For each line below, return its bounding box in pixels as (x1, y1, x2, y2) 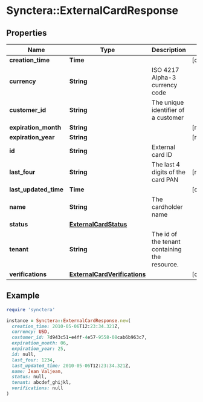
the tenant (152, 237, 181, 246)
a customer (152, 113, 184, 122)
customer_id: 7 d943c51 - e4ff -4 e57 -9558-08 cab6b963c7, (11, 334, 147, 341)
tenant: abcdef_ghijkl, (11, 380, 71, 386)
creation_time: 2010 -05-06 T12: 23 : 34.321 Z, (11, 323, 120, 329)
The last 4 (152, 160, 180, 168)
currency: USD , (11, 329, 50, 335)
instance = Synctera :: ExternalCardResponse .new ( (6, 317, 131, 324)
